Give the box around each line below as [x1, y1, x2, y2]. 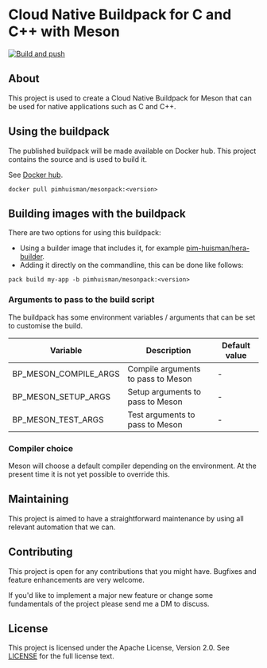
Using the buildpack [8, 125, 110, 139]
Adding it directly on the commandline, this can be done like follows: [19, 261, 244, 270]
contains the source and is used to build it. [8, 154, 147, 164]
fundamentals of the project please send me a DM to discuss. [8, 599, 210, 608]
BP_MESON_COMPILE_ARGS [12, 368, 121, 379]
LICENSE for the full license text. [8, 651, 115, 661]
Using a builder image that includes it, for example [19, 243, 185, 253]
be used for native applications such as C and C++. [8, 101, 176, 111]
